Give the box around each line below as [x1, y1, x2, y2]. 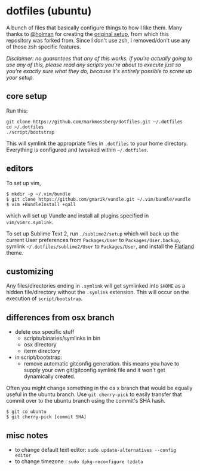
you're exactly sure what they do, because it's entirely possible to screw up [6, 67, 192, 74]
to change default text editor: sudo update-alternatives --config [14, 446, 176, 453]
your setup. [6, 74, 35, 81]
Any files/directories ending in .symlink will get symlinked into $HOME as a [6, 282, 186, 289]
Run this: [6, 107, 28, 114]
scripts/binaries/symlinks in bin [23, 334, 101, 342]
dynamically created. [23, 373, 76, 380]
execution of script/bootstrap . [6, 295, 83, 302]
